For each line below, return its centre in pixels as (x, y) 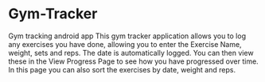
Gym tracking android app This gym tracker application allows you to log (127, 36)
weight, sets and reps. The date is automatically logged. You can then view (131, 53)
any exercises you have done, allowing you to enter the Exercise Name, (125, 44)
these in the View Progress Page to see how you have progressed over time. (133, 61)
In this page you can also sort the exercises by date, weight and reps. (122, 69)
